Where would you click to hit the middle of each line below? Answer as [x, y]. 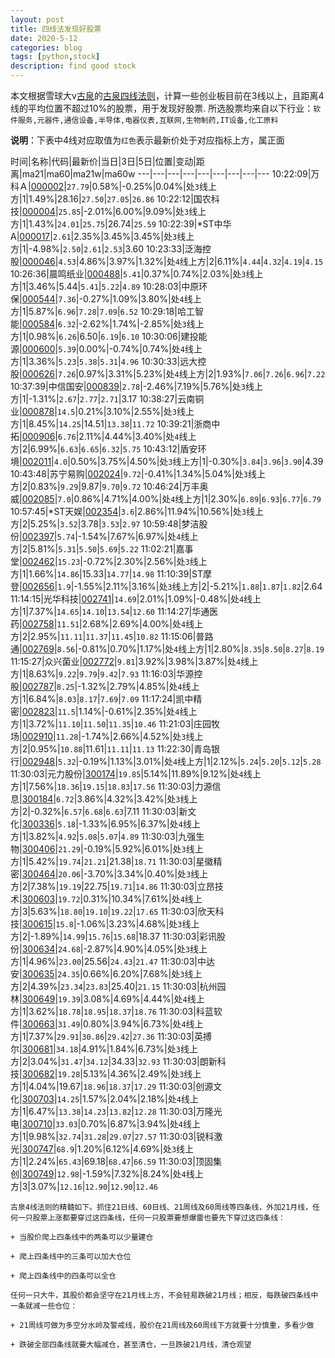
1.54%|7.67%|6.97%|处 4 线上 [140, 536]
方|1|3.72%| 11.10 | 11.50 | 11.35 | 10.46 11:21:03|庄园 [111, 724]
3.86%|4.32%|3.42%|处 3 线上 [137, 799]
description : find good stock [73, 66]
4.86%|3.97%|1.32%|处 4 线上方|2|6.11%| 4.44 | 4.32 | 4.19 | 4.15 [201, 261]
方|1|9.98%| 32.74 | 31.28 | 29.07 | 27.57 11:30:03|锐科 [112, 1136]
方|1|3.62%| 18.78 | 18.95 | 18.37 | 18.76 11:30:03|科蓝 [112, 1011]
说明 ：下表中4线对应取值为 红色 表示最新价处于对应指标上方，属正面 [147, 140]
